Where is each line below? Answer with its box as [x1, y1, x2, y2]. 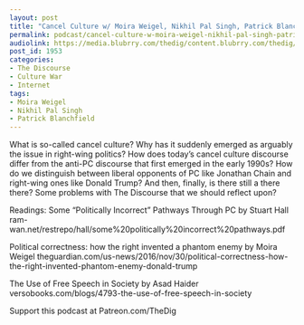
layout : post [9, 13, 59, 23]
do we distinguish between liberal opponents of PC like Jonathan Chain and [9, 168, 292, 179]
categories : [9, 55, 54, 64]
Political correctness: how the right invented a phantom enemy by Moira [9, 242, 278, 253]
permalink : [9, 30, 51, 39]
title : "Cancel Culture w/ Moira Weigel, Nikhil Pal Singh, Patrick [9, 22, 273, 31]
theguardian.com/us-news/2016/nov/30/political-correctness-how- [36, 251, 289, 263]
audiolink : [9, 38, 51, 48]
